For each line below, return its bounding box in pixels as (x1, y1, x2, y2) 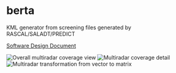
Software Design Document (6, 42, 77, 49)
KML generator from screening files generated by (6, 24, 132, 31)
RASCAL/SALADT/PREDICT (6, 30, 75, 37)
